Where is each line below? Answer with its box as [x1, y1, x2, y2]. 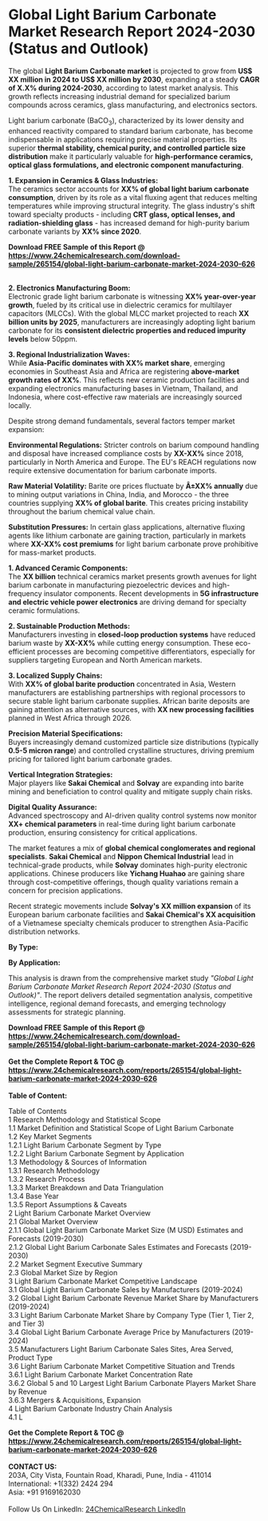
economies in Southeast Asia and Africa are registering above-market [8, 366, 240, 376]
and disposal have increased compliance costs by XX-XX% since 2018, [8, 448, 244, 458]
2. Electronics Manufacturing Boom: [8, 282, 131, 293]
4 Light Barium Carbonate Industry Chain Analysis [8, 1403, 173, 1413]
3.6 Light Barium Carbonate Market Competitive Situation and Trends [8, 1361, 235, 1371]
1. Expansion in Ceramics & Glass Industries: [8, 175, 159, 185]
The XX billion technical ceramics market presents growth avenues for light [8, 571, 257, 581]
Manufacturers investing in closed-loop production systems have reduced [8, 630, 256, 639]
